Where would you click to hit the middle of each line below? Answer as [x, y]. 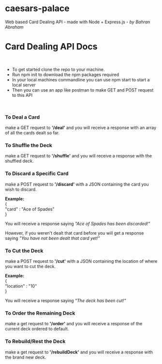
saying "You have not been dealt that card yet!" [52, 238]
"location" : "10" [21, 286]
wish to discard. [21, 189]
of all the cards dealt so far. [32, 133]
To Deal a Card [22, 117]
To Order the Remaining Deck [40, 313]
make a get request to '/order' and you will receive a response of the [74, 324]
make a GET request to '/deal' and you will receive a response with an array [81, 128]
